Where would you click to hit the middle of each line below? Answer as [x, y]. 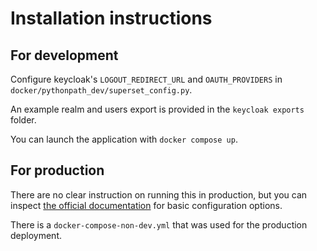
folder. [23, 120]
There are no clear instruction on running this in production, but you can [159, 194]
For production [57, 170]
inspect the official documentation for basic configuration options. [146, 205]
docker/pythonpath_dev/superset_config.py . [101, 90]
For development [64, 55]
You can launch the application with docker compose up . [124, 139]
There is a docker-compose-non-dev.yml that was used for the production [159, 224]
